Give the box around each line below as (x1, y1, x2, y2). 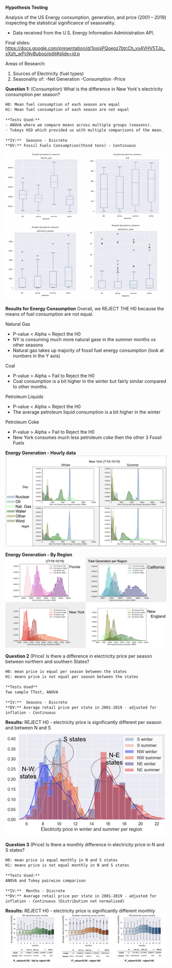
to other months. (12, 383, 48, 389)
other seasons (12, 342, 44, 348)
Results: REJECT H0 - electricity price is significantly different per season (5, 719, 162, 725)
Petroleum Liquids (5, 393, 44, 400)
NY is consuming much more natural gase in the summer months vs (12, 336, 156, 342)
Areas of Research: (5, 61, 46, 66)
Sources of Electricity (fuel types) (12, 70, 84, 77)
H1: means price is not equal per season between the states (5, 674, 139, 679)
